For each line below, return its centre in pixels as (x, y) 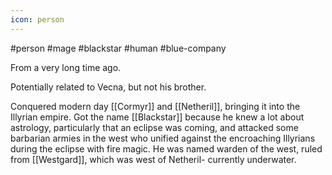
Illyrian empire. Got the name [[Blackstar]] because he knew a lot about (157, 117)
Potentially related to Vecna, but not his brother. (108, 87)
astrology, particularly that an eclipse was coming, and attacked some (154, 127)
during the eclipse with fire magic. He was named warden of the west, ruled (166, 148)
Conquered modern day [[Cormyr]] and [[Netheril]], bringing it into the (155, 106)
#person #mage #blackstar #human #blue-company (118, 48)
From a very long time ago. (66, 67)
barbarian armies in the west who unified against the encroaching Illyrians (163, 138)
